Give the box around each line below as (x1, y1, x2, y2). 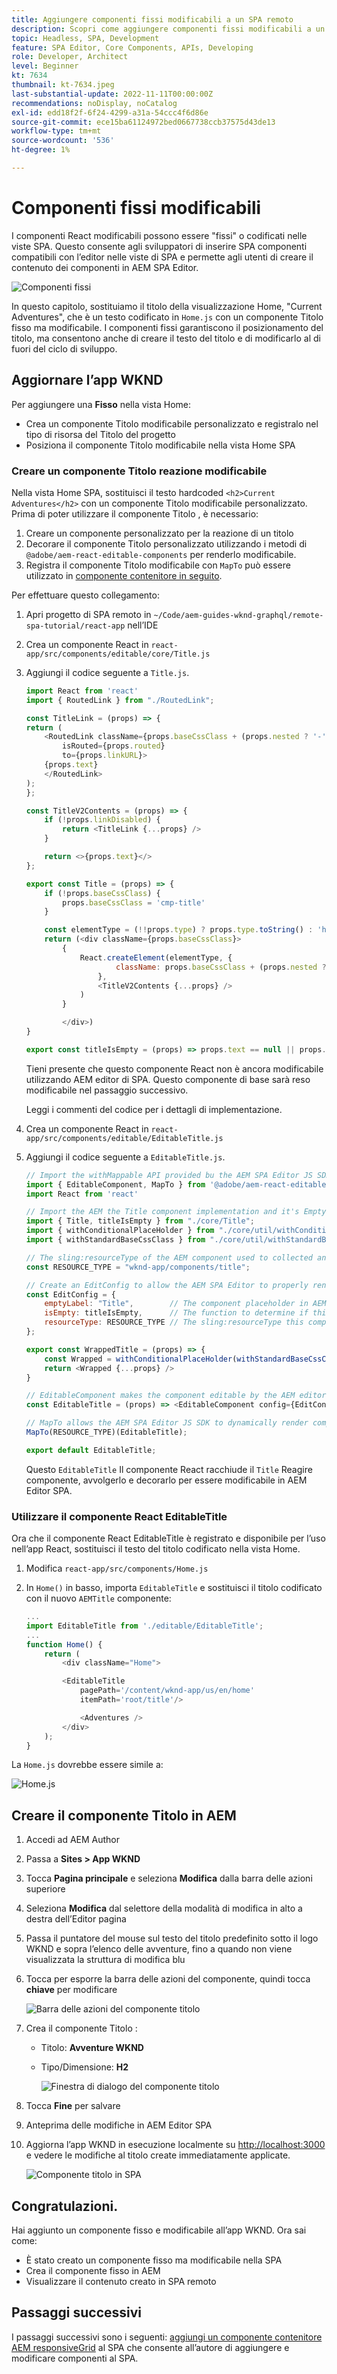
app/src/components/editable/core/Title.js (25, 649, 211, 659)
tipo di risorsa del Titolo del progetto (25, 428, 176, 440)
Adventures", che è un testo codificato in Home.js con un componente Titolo (11, 311, 324, 323)
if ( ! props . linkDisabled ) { (44, 815, 161, 825)
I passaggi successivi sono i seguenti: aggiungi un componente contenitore (11, 2331, 323, 2343)
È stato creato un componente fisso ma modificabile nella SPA (25, 2254, 283, 2266)
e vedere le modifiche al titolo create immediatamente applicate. (25, 2149, 291, 2161)
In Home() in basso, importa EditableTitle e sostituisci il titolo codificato (25, 1582, 323, 1594)
